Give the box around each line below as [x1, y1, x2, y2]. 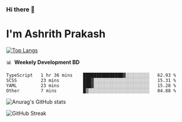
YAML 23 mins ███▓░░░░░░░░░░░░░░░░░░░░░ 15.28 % [6, 82, 177, 88]
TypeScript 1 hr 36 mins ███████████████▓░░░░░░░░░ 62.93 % [6, 72, 177, 78]
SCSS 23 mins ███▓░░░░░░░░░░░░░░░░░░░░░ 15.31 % [6, 77, 177, 84]
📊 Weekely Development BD [6, 59, 80, 66]
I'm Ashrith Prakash [6, 27, 106, 41]
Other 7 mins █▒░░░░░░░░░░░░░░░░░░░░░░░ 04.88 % [6, 88, 177, 94]
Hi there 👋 [6, 5, 36, 14]
